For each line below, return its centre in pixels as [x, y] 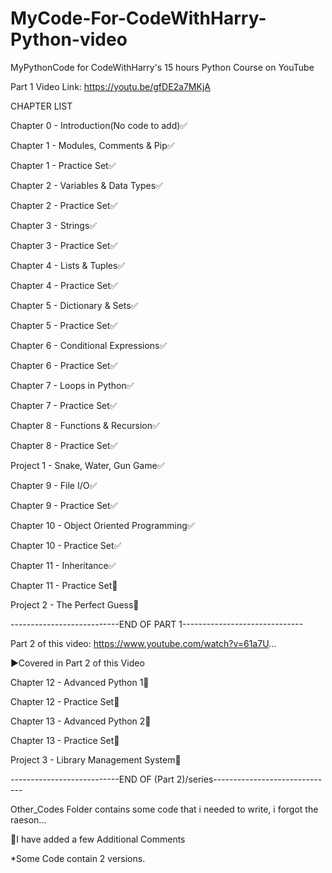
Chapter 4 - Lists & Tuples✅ [68, 265]
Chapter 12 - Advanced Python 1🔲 [80, 682]
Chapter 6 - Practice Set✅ [64, 365]
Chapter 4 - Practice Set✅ [64, 285]
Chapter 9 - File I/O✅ [54, 485]
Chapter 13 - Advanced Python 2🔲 [81, 721]
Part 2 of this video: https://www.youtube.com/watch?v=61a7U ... [143, 643]
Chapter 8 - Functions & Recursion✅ [85, 425]
